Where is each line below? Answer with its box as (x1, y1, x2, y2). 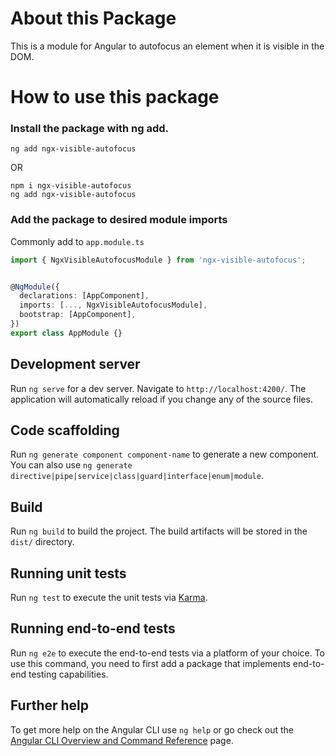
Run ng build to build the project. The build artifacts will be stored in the (10, 525, 308, 537)
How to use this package (10, 86, 220, 109)
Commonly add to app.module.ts (10, 235, 145, 247)
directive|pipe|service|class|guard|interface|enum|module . (10, 470, 264, 482)
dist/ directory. (10, 536, 75, 548)
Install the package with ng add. (10, 122, 170, 136)
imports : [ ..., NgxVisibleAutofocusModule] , (19, 300, 208, 311)
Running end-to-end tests (10, 620, 176, 637)
